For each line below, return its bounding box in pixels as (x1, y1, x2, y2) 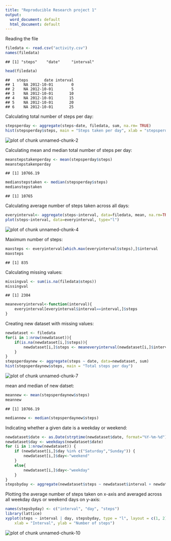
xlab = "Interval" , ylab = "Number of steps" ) (14, 521, 115, 526)
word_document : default (10, 17, 60, 22)
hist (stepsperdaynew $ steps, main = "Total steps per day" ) (5, 364, 133, 369)
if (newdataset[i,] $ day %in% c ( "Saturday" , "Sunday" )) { (14, 449, 136, 454)
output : (5, 12, 22, 17)
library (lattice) (5, 511, 42, 517)
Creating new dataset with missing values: (5, 321, 94, 326)
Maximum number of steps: (5, 236, 63, 242)
